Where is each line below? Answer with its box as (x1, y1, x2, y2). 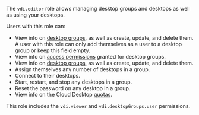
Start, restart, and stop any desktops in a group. (14, 78, 132, 85)
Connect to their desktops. (14, 72, 80, 79)
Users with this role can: (6, 23, 66, 30)
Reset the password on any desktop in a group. (14, 85, 131, 91)
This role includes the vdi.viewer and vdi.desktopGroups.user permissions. (6, 103, 191, 109)
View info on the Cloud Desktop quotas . (14, 91, 113, 98)
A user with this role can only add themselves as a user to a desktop (14, 41, 182, 47)
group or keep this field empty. (14, 47, 90, 54)
